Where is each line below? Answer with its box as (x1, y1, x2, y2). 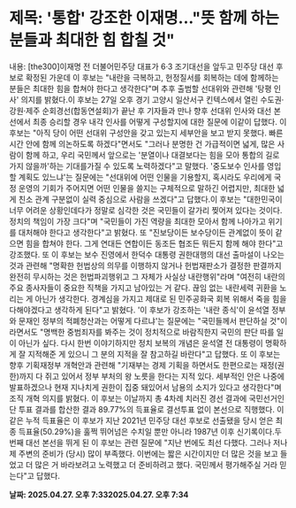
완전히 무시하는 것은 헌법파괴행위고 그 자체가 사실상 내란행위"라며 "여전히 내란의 (9, 271, 285, 281)
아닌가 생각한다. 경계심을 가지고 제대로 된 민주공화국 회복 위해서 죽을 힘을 (34, 293, 287, 304)
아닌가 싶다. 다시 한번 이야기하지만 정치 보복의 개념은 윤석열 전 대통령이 (18, 337, 263, 348)
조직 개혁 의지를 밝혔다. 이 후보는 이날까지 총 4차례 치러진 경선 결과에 (9, 393, 247, 404)
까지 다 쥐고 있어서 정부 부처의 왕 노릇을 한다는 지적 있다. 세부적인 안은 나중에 (19, 371, 285, 381)
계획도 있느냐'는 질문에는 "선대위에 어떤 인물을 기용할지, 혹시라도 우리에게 (18, 172, 272, 182)
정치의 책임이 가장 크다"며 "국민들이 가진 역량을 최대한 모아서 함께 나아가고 (9, 216, 267, 227)
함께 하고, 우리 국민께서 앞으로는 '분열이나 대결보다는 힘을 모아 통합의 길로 (25, 150, 280, 160)
